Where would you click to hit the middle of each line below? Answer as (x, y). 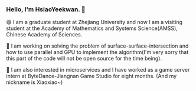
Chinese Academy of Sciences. (44, 35)
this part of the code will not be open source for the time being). (84, 59)
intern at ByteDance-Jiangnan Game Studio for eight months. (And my (92, 76)
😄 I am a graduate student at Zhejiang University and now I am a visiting (94, 22)
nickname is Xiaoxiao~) (35, 82)
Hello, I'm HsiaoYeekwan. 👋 (46, 9)
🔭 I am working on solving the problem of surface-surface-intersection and (97, 46)
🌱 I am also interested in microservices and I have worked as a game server (98, 70)
